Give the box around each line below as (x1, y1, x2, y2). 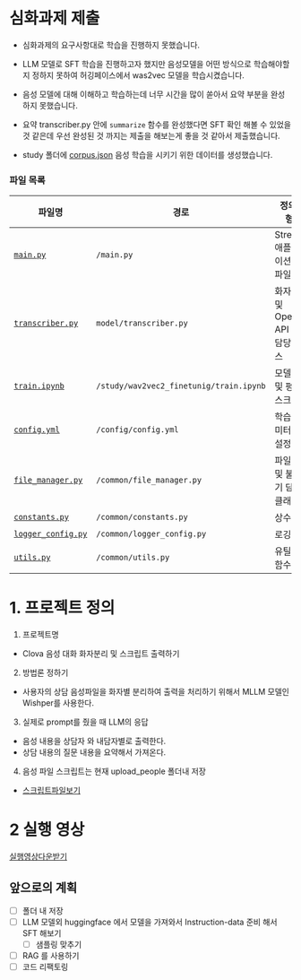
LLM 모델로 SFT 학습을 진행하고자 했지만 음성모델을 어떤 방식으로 (21, 58, 253, 69)
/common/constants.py (95, 512, 188, 523)
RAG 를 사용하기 (21, 950, 80, 961)
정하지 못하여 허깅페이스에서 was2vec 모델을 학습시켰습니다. (31, 69, 245, 81)
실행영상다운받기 (9, 851, 68, 862)
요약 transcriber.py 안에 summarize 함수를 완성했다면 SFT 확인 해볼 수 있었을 (21, 118, 292, 130)
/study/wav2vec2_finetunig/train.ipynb (95, 381, 266, 391)
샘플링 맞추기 (35, 939, 82, 950)
